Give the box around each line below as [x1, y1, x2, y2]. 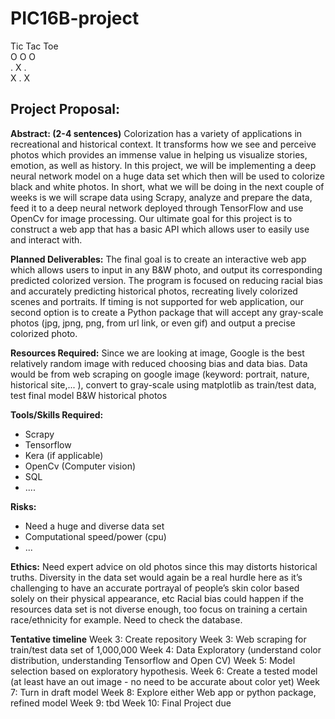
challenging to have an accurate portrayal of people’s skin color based [10, 582, 300, 594]
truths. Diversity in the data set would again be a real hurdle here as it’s [10, 571, 303, 583]
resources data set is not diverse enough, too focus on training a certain [10, 603, 308, 615]
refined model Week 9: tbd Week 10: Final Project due [10, 697, 232, 709]
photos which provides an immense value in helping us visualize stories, [10, 148, 308, 161]
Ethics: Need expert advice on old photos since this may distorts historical [10, 560, 318, 572]
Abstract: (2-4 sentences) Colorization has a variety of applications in [10, 127, 303, 139]
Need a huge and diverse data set [24, 520, 165, 532]
